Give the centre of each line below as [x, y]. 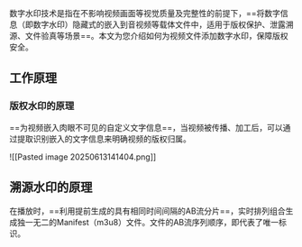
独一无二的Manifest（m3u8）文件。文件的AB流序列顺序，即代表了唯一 [148, 222]
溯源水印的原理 [51, 188]
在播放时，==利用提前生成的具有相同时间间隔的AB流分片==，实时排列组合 [147, 211]
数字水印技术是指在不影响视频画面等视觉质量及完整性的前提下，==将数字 [145, 13]
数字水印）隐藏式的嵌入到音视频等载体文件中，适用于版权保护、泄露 [159, 24]
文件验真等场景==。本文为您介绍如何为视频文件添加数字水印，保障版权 [156, 36]
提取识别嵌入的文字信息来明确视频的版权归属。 [104, 139]
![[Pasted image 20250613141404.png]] [83, 157]
